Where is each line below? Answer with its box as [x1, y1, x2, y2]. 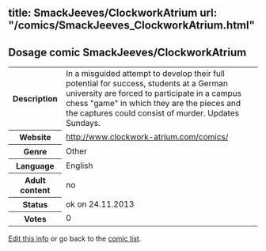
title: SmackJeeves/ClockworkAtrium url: [8, 6, 218, 20]
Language [15, 160, 55, 171]
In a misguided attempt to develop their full [66, 68, 226, 79]
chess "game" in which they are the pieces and [66, 98, 241, 109]
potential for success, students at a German [66, 78, 228, 89]
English [66, 160, 93, 171]
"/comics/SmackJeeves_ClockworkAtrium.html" [8, 19, 256, 32]
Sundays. [66, 118, 101, 129]
